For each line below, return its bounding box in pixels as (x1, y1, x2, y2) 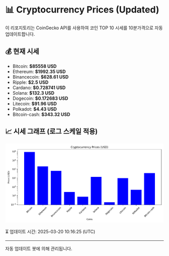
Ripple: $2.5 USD (12, 79, 49, 85)
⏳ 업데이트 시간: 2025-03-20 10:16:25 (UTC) (5, 228, 96, 234)
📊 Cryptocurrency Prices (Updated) (5, 4, 159, 16)
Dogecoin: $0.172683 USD (12, 95, 68, 101)
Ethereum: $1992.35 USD (12, 69, 66, 75)
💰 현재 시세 (5, 47, 39, 56)
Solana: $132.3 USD (12, 90, 54, 96)
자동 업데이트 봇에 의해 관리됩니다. (5, 245, 72, 251)
